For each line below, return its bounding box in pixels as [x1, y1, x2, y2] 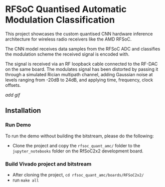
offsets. [5, 82, 21, 88]
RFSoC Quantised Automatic [5, 4, 127, 15]
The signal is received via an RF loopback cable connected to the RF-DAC [5, 61, 158, 67]
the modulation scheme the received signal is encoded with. [5, 51, 129, 57]
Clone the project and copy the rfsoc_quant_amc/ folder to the [12, 142, 140, 148]
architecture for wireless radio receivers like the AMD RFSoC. [5, 36, 132, 42]
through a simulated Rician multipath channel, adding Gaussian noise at [5, 71, 153, 77]
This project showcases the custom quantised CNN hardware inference [5, 31, 153, 37]
